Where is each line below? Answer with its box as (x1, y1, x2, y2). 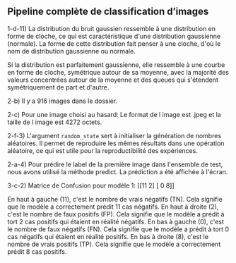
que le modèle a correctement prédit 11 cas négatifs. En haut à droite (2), (7, 202, 219, 211)
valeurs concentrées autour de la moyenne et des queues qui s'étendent (7, 75, 219, 84)
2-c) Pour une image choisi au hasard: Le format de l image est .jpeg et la (7, 110, 221, 118)
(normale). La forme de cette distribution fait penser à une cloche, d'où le (7, 39, 221, 48)
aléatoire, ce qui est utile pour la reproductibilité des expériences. (7, 146, 198, 154)
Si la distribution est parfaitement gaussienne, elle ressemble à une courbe (7, 60, 225, 69)
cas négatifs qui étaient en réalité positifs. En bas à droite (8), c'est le (7, 232, 208, 240)
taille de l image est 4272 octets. (7, 118, 102, 126)
